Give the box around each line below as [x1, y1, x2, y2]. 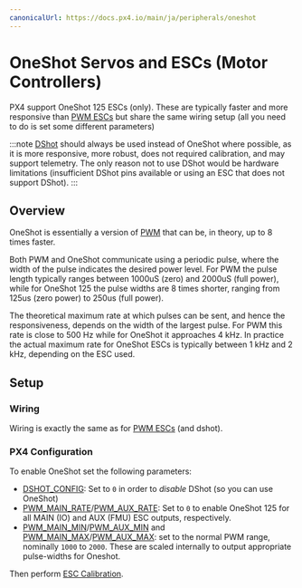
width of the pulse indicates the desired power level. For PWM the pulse [9, 264, 278, 275]
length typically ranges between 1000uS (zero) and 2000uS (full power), [9, 274, 279, 284]
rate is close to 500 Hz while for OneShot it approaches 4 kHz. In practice [9, 330, 285, 341]
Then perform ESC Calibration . [9, 568, 124, 580]
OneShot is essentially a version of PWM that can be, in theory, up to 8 [9, 227, 273, 238]
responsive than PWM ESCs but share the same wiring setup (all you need [9, 111, 287, 122]
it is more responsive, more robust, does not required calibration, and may [9, 148, 286, 159]
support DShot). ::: [9, 177, 79, 188]
